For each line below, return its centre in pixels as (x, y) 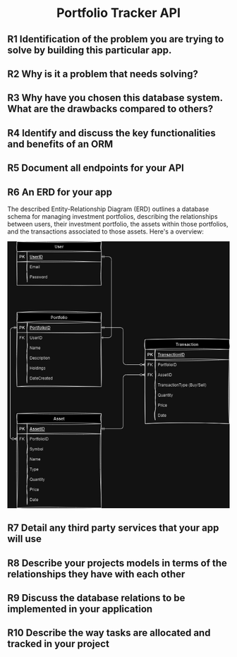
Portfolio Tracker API (119, 13)
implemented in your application (80, 609)
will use (25, 539)
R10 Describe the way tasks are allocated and (109, 633)
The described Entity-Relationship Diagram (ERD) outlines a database (108, 209)
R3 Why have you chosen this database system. (115, 98)
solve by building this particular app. (90, 50)
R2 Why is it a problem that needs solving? (103, 74)
